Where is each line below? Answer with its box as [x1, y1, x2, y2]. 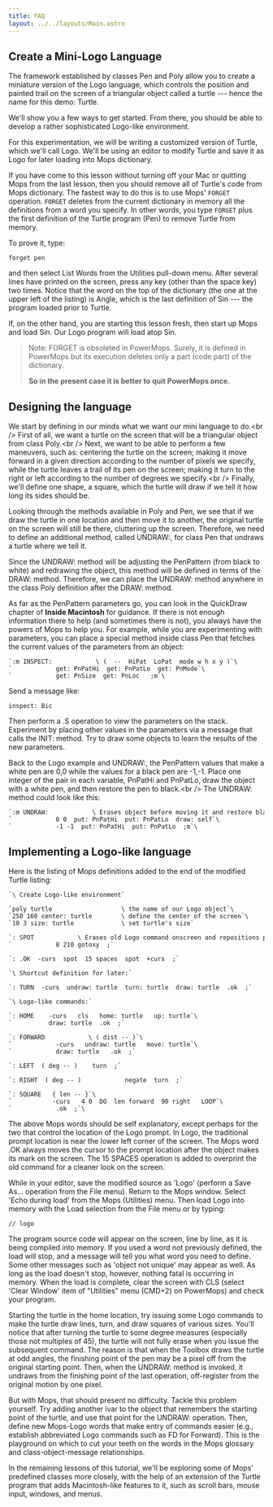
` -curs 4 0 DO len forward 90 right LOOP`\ [8, 1097, 223, 1105]
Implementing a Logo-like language [8, 845, 192, 859]
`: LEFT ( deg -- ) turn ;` [8, 1061, 122, 1070]
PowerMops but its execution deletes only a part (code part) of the [28, 352, 252, 362]
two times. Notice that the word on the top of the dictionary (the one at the [8, 286, 258, 296]
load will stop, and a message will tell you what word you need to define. [8, 1251, 252, 1261]
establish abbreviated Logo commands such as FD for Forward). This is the [8, 1430, 260, 1439]
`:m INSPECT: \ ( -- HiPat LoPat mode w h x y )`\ [8, 657, 238, 666]
